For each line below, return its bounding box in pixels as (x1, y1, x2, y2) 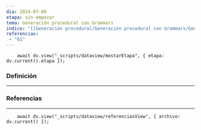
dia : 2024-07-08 (6, 8, 47, 15)
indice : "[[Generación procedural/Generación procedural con (6, 25, 162, 32)
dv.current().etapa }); (6, 58, 66, 64)
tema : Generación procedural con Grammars (6, 20, 114, 26)
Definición (6, 72, 37, 80)
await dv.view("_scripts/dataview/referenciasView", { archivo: (17, 113, 181, 119)
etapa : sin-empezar (6, 14, 55, 20)
